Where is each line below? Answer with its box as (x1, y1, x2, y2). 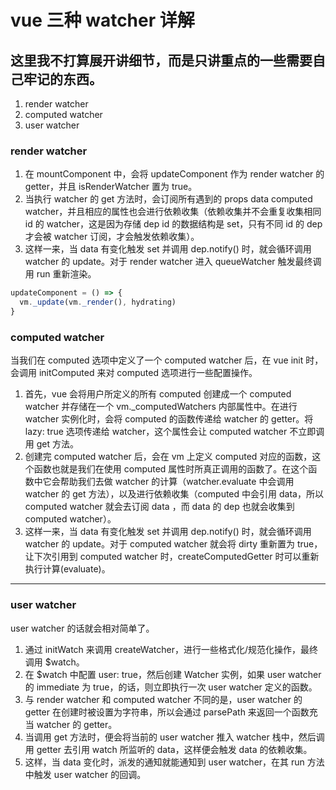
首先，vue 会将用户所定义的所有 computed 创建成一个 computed (24, 388, 292, 400)
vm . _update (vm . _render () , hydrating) (19, 297, 177, 308)
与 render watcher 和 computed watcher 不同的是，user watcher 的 (24, 693, 303, 705)
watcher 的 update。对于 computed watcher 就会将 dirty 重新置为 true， (24, 538, 323, 550)
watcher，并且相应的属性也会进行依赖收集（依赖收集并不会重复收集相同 (24, 206, 322, 218)
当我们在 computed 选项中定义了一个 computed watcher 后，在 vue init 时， (10, 354, 324, 366)
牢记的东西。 (23, 71, 103, 88)
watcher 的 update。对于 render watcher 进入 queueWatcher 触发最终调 (24, 256, 322, 268)
